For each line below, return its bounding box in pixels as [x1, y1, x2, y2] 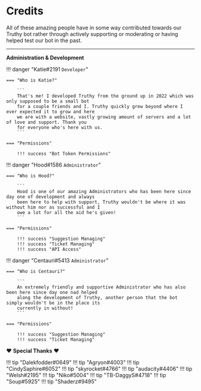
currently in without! [17, 305, 74, 311]
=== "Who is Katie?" [6, 77, 58, 83]
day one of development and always [6, 194, 95, 200]
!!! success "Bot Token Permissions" [17, 151, 111, 157]
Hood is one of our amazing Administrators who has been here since [17, 188, 191, 194]
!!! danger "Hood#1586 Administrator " [6, 161, 101, 169]
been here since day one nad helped [6, 289, 98, 295]
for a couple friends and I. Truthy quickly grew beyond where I [17, 103, 184, 109]
